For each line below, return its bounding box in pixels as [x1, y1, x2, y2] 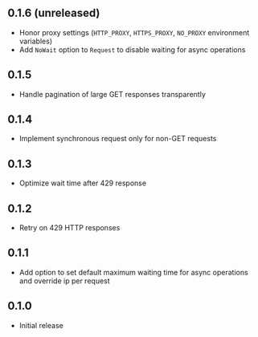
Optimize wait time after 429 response [18, 178, 146, 188]
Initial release [18, 320, 63, 330]
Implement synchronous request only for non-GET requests [18, 134, 217, 144]
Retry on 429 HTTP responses [18, 223, 121, 233]
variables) [18, 36, 53, 46]
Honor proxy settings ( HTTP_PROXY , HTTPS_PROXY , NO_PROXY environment [18, 27, 250, 37]
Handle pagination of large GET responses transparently [18, 89, 207, 99]
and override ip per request [18, 276, 110, 286]
